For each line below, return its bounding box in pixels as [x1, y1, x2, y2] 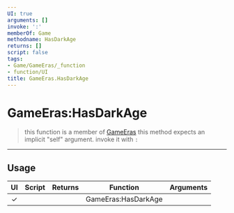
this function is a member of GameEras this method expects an [24, 128, 205, 136]
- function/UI [7, 68, 49, 75]
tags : [7, 56, 23, 63]
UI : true [7, 10, 33, 17]
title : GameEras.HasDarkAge [7, 74, 89, 82]
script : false [7, 49, 49, 56]
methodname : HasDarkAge [7, 36, 77, 43]
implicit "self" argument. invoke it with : [24, 135, 139, 143]
